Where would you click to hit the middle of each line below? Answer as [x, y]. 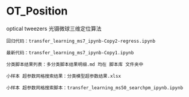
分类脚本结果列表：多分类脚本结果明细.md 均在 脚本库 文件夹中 [75, 64]
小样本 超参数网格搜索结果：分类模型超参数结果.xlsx [64, 76]
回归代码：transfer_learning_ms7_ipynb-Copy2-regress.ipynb [81, 41]
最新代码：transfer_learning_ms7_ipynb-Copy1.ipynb [70, 52]
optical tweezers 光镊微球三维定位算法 [54, 28]
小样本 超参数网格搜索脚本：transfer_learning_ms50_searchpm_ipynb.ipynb [95, 88]
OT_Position [37, 11]
